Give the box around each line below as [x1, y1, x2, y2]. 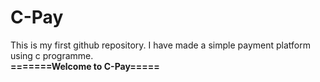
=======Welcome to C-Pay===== [10, 60, 160, 72]
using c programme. [10, 49, 94, 61]
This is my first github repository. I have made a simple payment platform [10, 39, 311, 51]
